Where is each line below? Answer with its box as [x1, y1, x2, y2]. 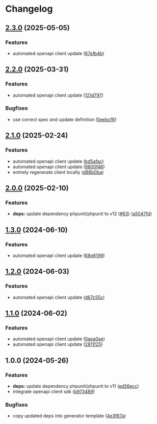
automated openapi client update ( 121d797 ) [12, 92, 103, 98]
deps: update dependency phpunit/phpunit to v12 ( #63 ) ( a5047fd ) [12, 210, 152, 217]
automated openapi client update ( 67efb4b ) [12, 50, 104, 56]
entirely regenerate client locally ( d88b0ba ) [12, 169, 104, 175]
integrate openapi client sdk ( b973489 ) [12, 388, 95, 394]
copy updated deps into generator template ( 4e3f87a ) [12, 413, 126, 419]
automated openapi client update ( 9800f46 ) [12, 163, 105, 170]
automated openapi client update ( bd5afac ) [12, 158, 104, 164]
